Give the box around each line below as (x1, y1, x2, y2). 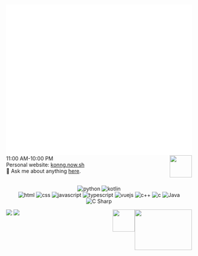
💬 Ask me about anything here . (6, 168, 81, 175)
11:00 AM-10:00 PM (6, 155, 54, 162)
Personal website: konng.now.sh (6, 161, 85, 169)
